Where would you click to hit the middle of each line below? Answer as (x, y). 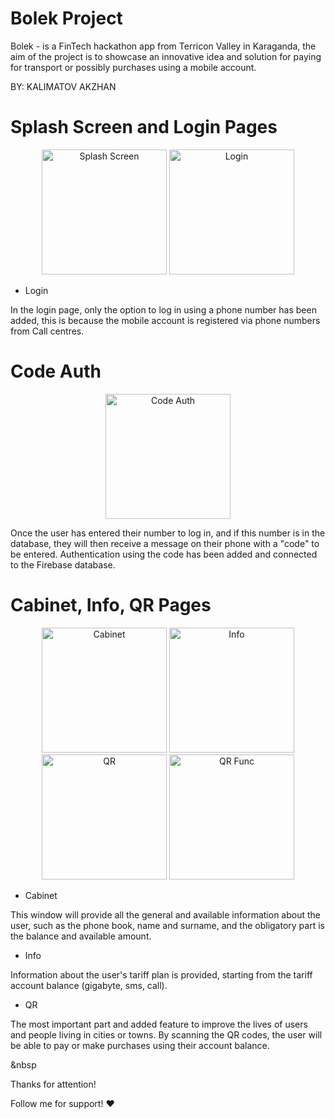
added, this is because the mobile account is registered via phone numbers (165, 320)
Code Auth (56, 371)
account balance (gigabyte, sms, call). (89, 985)
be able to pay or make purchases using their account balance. (140, 1045)
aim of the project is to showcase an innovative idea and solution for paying (166, 56)
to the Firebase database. (63, 564)
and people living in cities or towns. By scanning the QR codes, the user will (166, 1034)
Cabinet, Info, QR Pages (111, 605)
